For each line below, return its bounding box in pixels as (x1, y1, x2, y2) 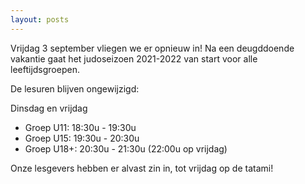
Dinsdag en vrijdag (10, 102, 88, 114)
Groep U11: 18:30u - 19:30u (24, 121, 137, 133)
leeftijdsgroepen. (10, 63, 80, 75)
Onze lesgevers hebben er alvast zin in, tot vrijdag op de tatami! (10, 162, 274, 174)
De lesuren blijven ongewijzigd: (10, 82, 140, 95)
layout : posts (10, 14, 70, 25)
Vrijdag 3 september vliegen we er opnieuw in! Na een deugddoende (10, 42, 295, 54)
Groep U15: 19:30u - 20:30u (24, 132, 140, 144)
